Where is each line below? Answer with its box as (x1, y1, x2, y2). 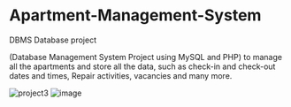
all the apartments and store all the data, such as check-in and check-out (9, 61, 276, 72)
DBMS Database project (9, 34, 97, 45)
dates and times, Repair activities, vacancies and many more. (9, 70, 233, 80)
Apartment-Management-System (9, 5, 262, 26)
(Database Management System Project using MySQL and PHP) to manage (9, 51, 283, 62)
